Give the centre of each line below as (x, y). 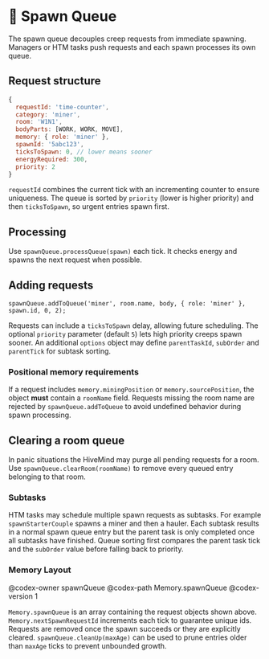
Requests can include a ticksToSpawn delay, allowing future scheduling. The (133, 325)
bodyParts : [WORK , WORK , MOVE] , (70, 129)
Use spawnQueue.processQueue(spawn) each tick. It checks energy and (123, 252)
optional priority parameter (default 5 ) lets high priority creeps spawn (125, 334)
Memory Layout (40, 570)
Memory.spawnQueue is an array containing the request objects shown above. (132, 612)
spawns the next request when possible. (75, 260)
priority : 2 (36, 167)
